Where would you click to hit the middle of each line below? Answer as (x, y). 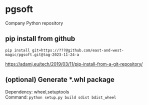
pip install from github (40, 39)
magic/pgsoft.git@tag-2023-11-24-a (42, 54)
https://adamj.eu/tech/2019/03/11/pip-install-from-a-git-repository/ (74, 64)
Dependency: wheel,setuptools (37, 91)
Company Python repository (34, 23)
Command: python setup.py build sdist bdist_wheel (61, 97)
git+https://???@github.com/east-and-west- (78, 50)
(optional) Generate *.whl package (60, 80)
